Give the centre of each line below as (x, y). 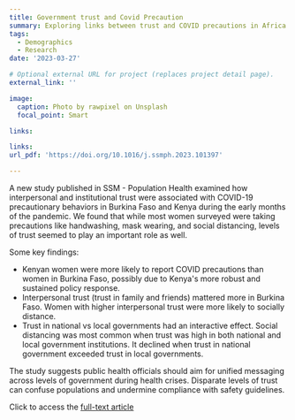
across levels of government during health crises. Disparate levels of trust (144, 380)
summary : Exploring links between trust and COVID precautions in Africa (148, 26)
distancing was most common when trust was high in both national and (151, 335)
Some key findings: (44, 252)
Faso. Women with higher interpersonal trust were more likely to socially (153, 307)
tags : (19, 34)
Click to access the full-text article (72, 407)
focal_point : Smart (53, 115)
